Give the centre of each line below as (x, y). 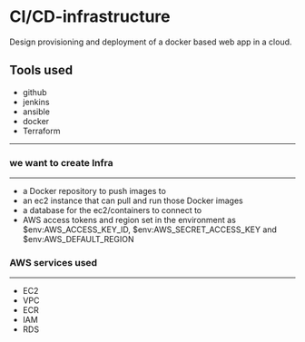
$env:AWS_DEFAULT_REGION (78, 239)
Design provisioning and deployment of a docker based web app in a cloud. (151, 42)
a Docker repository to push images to (94, 191)
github (34, 92)
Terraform (41, 131)
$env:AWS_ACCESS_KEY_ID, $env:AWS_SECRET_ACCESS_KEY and (149, 230)
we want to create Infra (61, 162)
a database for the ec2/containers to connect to (112, 210)
